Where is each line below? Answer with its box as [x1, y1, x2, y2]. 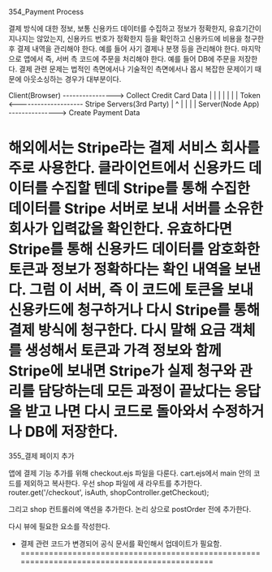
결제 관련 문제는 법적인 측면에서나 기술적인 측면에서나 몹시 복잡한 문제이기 [19, 64, 253, 74]
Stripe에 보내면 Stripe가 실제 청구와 [8, 362, 237, 381]
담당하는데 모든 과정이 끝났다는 [37, 382, 231, 401]
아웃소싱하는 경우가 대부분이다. [23, 75, 122, 84]
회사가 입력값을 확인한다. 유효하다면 [8, 220, 233, 239]
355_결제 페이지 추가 [8, 450, 75, 461]
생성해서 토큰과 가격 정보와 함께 [24, 342, 222, 360]
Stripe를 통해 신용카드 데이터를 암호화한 [8, 240, 260, 259]
